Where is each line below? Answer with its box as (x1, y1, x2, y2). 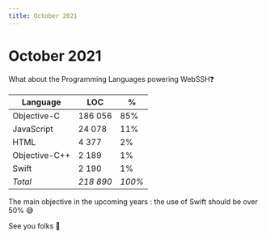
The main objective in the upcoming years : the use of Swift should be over (8, 196, 259, 207)
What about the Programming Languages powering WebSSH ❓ (8, 74, 214, 83)
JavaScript (12, 123, 54, 134)
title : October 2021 (8, 11, 78, 20)
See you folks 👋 (8, 220, 61, 231)
